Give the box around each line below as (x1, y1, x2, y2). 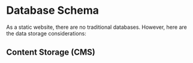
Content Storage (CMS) (6, 47, 96, 58)
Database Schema (6, 4, 99, 17)
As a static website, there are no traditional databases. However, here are (6, 23, 187, 31)
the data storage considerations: (6, 29, 87, 37)
